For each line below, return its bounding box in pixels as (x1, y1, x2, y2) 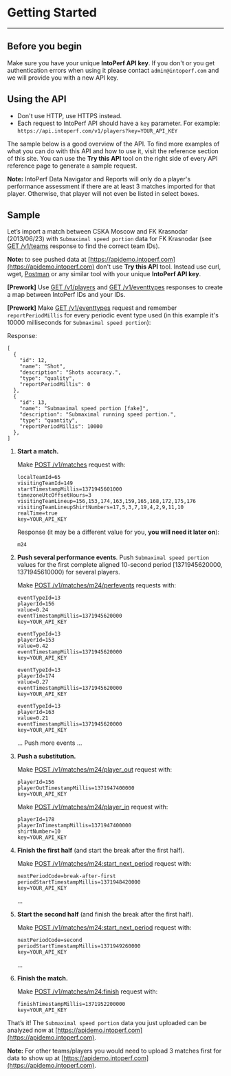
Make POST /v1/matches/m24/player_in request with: (16, 803, 168, 811)
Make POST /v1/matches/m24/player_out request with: (16, 765, 173, 774)
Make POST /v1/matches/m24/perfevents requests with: (16, 581, 177, 590)
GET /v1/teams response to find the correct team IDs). (7, 242, 160, 250)
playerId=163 (16, 709, 55, 716)
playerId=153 (16, 637, 55, 644)
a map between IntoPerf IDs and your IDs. (7, 291, 126, 299)
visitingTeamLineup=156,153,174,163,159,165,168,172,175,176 (16, 498, 197, 505)
